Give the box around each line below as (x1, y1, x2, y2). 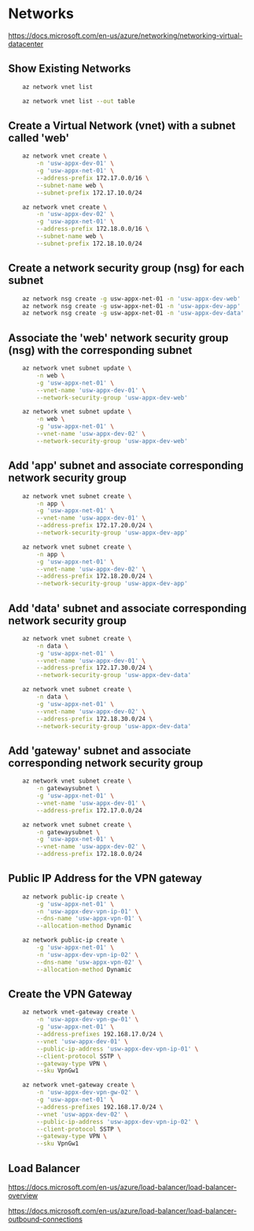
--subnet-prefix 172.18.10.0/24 (36, 240, 143, 247)
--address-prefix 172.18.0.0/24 (36, 850, 143, 858)
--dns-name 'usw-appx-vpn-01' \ (36, 915, 143, 923)
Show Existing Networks (8, 62, 131, 76)
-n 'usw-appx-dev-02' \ (36, 210, 114, 218)
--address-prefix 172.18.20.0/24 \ (36, 572, 153, 580)
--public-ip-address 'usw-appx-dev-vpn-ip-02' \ (36, 1118, 199, 1125)
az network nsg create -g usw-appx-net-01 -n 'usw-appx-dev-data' (22, 309, 245, 318)
